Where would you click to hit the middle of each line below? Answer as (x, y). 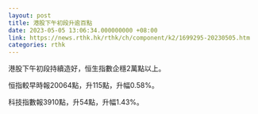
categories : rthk (37, 45)
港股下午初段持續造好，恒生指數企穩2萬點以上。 (87, 69)
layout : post (30, 15)
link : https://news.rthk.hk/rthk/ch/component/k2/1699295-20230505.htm (129, 38)
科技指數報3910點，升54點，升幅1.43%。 (76, 102)
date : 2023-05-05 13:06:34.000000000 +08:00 (83, 30)
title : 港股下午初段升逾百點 (50, 23)
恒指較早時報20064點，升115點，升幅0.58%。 (83, 85)
